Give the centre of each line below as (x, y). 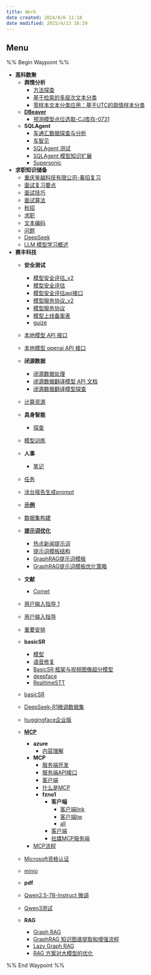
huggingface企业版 (48, 720)
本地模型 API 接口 (46, 335)
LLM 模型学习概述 (46, 245)
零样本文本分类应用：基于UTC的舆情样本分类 (89, 105)
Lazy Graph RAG (53, 946)
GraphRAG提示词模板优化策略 (70, 566)
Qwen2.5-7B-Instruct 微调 (56, 896)
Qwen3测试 (38, 908)
